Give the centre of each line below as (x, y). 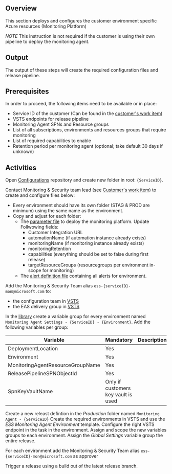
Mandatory (119, 340)
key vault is (119, 395)
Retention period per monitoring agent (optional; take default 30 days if (88, 146)
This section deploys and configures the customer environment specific (81, 20)
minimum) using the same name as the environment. (68, 211)
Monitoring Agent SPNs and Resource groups (61, 124)
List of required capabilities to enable (52, 141)
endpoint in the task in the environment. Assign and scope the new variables (86, 430)
